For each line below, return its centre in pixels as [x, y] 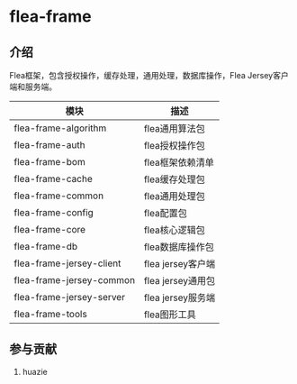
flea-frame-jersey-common [75, 280]
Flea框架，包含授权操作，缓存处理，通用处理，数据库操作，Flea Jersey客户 [149, 75]
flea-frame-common [59, 196]
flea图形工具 [170, 315]
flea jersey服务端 [180, 297]
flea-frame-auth [49, 145]
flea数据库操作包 [179, 247]
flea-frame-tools [50, 314]
